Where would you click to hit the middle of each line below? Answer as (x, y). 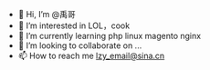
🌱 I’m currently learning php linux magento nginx (110, 36)
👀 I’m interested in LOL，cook (74, 25)
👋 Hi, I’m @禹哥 (47, 14)
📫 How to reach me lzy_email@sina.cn (91, 55)
